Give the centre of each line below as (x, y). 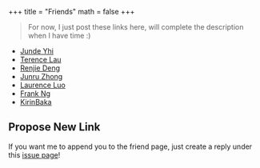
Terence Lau (40, 60)
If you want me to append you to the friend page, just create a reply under (130, 146)
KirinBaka (36, 102)
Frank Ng (35, 94)
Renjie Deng (40, 68)
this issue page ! (34, 154)
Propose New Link (54, 127)
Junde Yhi (37, 51)
